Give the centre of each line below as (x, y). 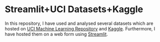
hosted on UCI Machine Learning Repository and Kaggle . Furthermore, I (80, 28)
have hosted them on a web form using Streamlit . (56, 34)
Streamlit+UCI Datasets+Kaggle (74, 9)
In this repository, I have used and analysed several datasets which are (79, 23)
